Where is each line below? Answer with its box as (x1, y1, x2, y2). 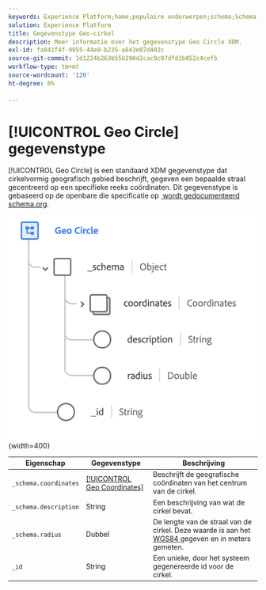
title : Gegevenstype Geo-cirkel (8, 29, 115, 37)
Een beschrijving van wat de (153, 497, 245, 507)
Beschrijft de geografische (153, 470, 240, 479)
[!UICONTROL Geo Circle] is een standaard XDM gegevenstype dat (8, 166, 227, 176)
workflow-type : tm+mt (8, 63, 80, 71)
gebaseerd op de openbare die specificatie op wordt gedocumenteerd (8, 191, 240, 201)
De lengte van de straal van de (153, 516, 253, 526)
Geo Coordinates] (85, 482, 144, 492)
